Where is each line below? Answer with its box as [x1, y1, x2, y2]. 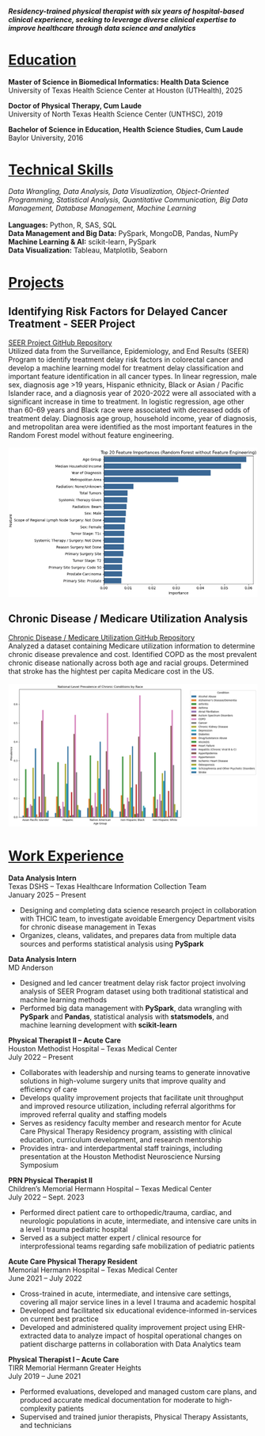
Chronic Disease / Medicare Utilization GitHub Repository [8, 633, 195, 643]
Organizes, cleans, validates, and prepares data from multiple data [19, 930, 237, 940]
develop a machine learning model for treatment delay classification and [8, 363, 244, 373]
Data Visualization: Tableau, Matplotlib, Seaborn [8, 245, 168, 255]
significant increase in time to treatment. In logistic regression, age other [8, 397, 245, 407]
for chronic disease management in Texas [19, 922, 157, 932]
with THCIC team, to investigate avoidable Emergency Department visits [19, 914, 256, 923]
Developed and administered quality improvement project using [19, 1322, 227, 1332]
